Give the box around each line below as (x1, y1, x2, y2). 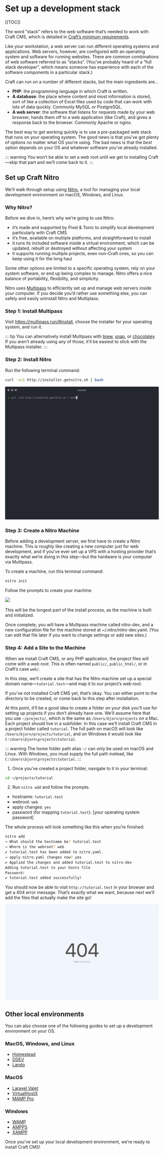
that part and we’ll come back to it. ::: (19, 159, 94, 165)
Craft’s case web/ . (5, 666, 41, 672)
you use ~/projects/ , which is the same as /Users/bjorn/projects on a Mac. (5, 715, 159, 721)
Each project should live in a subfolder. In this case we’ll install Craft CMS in (5, 720, 157, 726)
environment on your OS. (5, 1028, 56, 1034)
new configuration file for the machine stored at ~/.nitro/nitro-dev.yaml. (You (5, 627, 159, 633)
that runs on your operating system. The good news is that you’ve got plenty (5, 134, 159, 140)
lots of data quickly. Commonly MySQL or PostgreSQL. (12, 104, 123, 110)
